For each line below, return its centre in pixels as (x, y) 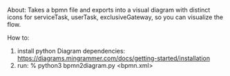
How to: (18, 38)
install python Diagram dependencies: (71, 51)
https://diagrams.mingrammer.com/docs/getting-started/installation (114, 58)
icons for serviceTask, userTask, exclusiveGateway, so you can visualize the (115, 17)
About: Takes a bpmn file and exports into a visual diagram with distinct (109, 10)
